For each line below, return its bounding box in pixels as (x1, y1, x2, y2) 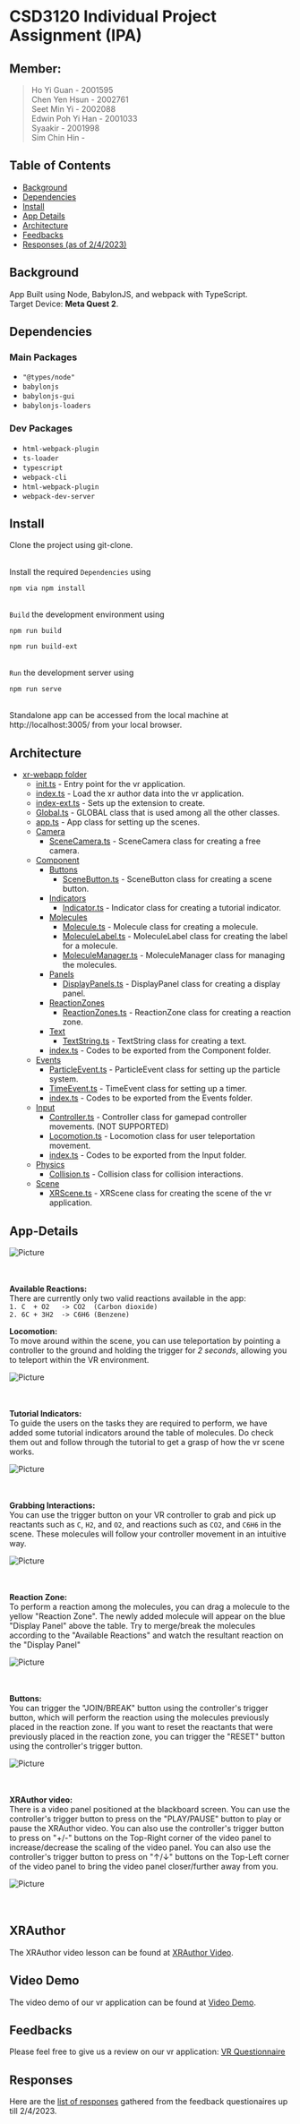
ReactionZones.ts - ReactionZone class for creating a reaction (62, 1007, 292, 1018)
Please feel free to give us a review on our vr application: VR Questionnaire (9, 2046, 286, 2057)
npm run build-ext (9, 642, 78, 651)
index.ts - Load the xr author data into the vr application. (35, 788, 244, 799)
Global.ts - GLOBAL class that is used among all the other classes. (35, 808, 280, 818)
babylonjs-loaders (21, 401, 91, 411)
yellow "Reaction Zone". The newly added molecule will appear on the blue (9, 1611, 286, 1622)
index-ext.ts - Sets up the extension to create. (35, 798, 206, 809)
